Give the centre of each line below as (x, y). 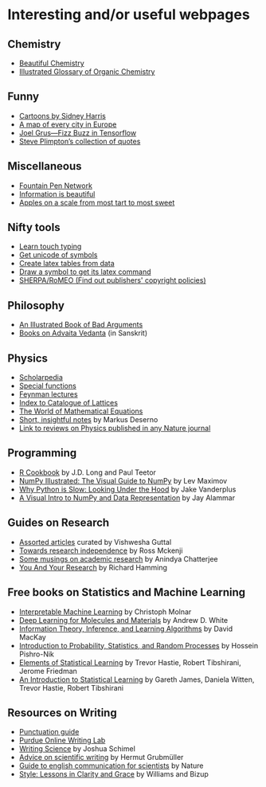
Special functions (47, 386)
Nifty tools (34, 227)
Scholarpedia (41, 378)
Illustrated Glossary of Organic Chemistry (87, 72)
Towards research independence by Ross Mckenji (101, 550)
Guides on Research (59, 523)
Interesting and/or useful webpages (129, 15)
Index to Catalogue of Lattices (68, 403)
